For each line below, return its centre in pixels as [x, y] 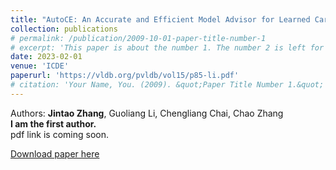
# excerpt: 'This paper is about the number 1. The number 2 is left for [167, 47]
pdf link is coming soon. [59, 134]
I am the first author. [53, 123]
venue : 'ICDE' [40, 66]
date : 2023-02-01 [46, 57]
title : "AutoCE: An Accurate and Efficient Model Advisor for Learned [160, 19]
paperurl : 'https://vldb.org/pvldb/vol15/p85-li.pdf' [125, 76]
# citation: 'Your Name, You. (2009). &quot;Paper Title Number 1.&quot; [167, 85]
